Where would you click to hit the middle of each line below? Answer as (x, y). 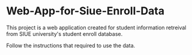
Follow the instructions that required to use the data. (71, 45)
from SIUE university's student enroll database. (64, 33)
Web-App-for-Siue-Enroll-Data (85, 11)
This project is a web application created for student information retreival (96, 27)
